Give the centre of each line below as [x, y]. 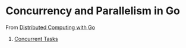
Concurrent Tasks [36, 39]
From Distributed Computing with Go [51, 27]
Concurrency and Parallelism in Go [93, 11]
